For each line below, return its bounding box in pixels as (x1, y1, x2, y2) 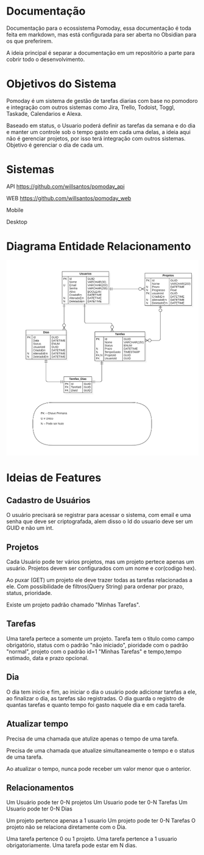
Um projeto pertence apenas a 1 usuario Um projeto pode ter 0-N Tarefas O (6, 817, 196, 825)
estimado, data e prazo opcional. (6, 654, 89, 661)
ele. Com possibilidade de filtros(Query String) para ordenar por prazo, (6, 583, 185, 590)
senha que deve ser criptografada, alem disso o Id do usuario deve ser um (6, 518, 193, 525)
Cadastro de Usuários (6, 495, 91, 505)
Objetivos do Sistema (6, 77, 117, 91)
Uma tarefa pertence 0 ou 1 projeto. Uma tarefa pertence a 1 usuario (6, 836, 178, 843)
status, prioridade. (6, 589, 52, 597)
